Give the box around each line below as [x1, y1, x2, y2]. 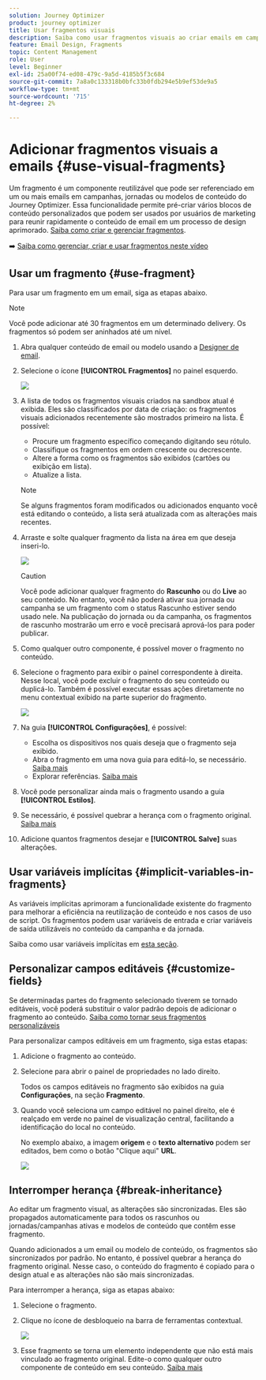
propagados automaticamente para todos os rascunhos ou [9, 1213, 200, 1222]
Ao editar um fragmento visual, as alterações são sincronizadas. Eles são [9, 1205, 247, 1214]
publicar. [20, 628, 50, 638]
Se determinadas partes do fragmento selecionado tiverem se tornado [9, 996, 238, 1005]
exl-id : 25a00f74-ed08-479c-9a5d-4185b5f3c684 [9, 70, 165, 78]
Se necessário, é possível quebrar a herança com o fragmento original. [20, 810, 252, 819]
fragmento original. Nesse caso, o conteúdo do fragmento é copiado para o [9, 1262, 255, 1271]
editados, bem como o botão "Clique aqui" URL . [20, 1146, 177, 1155]
